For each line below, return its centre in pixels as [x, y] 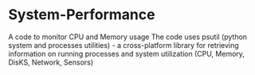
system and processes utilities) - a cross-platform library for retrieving [124, 45]
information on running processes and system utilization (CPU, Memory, [127, 53]
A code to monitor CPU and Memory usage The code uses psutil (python [128, 37]
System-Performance [82, 15]
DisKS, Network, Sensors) [51, 62]
